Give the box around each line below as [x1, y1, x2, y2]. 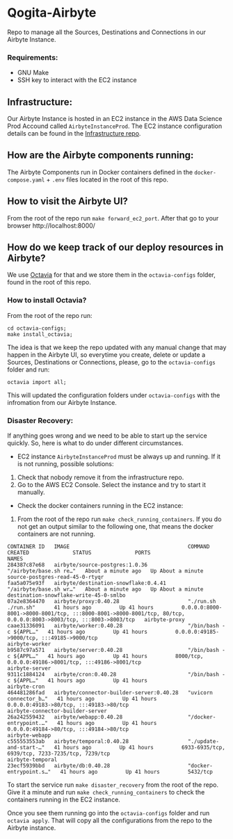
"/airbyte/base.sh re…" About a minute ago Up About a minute [7, 568, 204, 575]
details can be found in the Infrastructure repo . [7, 129, 141, 138]
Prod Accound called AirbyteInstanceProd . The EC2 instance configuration [7, 122, 223, 130]
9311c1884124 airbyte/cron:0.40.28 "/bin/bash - [7, 671, 226, 678]
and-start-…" [7, 744, 45, 751]
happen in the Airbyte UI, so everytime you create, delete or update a [7, 350, 206, 359]
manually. [17, 488, 45, 497]
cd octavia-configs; [7, 325, 67, 332]
